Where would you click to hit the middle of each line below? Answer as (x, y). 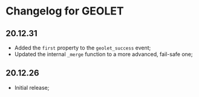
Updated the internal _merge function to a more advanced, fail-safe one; (103, 54)
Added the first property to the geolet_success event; (83, 48)
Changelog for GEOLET (65, 11)
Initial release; (32, 87)
